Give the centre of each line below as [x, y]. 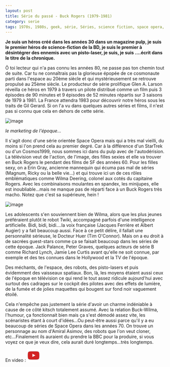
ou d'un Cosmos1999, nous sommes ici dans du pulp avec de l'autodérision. [85, 151]
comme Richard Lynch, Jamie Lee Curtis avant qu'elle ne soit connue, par [82, 252]
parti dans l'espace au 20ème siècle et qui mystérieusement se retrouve [81, 79]
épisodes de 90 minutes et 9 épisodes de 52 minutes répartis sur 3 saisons [84, 95]
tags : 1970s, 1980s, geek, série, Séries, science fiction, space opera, [85, 27]
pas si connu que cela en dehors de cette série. [55, 111]
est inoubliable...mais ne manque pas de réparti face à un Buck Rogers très [84, 189]
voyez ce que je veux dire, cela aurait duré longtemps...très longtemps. [79, 342]
